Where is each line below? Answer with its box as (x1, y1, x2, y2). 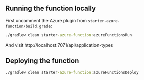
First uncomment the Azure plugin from (5, 17, 87, 23)
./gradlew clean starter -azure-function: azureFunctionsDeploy (5, 70, 139, 75)
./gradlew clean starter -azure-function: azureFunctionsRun (5, 32, 132, 37)
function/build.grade (5, 24, 51, 29)
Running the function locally (5, 4, 97, 13)
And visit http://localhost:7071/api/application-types (5, 42, 113, 48)
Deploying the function (5, 57, 79, 65)
